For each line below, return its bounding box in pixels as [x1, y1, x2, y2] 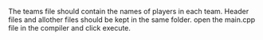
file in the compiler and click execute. [8, 24, 131, 32]
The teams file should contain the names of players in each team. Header [8, 7, 249, 16]
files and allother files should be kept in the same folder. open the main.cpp [8, 15, 256, 24]
